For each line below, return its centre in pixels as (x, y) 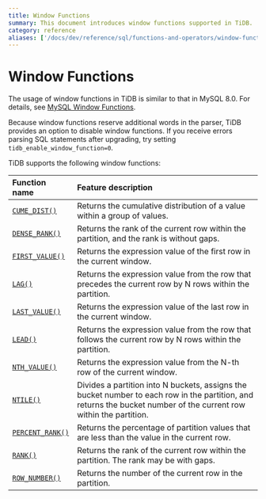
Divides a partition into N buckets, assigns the (161, 385)
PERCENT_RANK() (41, 433)
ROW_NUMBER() (37, 478)
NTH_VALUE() (35, 368)
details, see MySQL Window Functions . (72, 107)
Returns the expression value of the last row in (163, 307)
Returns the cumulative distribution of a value (161, 206)
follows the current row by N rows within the (159, 340)
